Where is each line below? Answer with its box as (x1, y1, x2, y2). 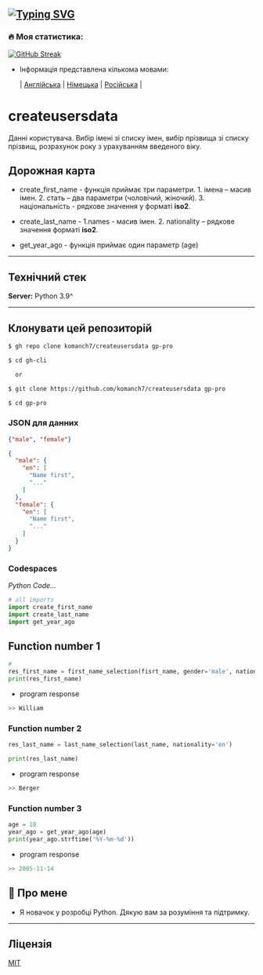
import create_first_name (8, 604, 92, 612)
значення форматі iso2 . (19, 225, 99, 235)
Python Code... (8, 581, 56, 590)
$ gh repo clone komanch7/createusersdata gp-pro (8, 342, 174, 350)
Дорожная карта (8, 164, 95, 177)
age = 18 (8, 821, 37, 829)
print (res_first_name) (8, 675, 82, 683)
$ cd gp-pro (8, 399, 47, 407)
